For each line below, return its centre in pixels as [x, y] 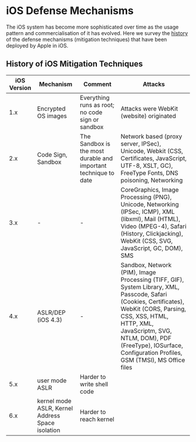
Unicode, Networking [150, 204]
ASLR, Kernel [55, 408]
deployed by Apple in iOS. [37, 46]
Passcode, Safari [144, 294]
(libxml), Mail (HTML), [150, 219]
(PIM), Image [138, 272]
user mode [52, 380]
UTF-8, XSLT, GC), [147, 165]
